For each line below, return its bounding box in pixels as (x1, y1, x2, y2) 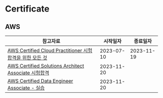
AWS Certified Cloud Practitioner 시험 (7, 47, 93, 54)
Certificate (5, 3, 49, 14)
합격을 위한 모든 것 (7, 55, 48, 61)
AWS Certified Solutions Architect (7, 63, 84, 69)
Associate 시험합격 (7, 70, 49, 76)
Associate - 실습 (7, 84, 45, 91)
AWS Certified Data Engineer (7, 78, 74, 84)
